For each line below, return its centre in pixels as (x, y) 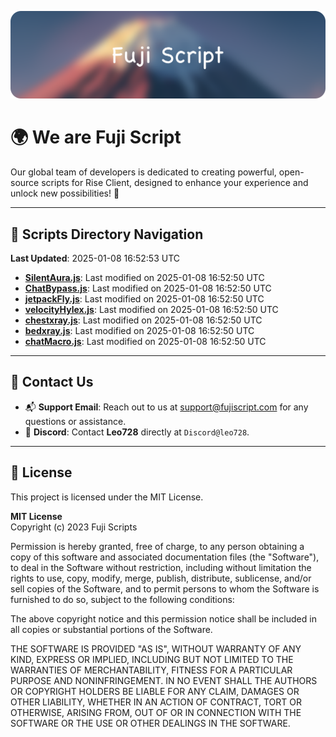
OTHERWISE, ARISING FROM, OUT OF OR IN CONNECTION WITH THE (156, 712)
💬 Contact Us (52, 382)
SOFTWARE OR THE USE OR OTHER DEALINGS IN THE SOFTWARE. (150, 723)
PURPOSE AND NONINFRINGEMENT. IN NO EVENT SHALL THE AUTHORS (164, 680)
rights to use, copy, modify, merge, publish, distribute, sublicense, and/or (161, 578)
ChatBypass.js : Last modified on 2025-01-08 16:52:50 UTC (148, 288)
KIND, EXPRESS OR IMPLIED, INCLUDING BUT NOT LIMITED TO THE (152, 659)
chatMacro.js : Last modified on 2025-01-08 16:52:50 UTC (145, 342)
